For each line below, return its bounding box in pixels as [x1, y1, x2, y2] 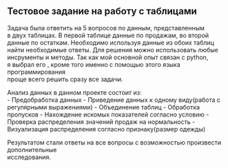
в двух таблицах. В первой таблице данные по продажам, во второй [7, 31, 209, 39]
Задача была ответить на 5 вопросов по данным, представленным [7, 23, 205, 32]
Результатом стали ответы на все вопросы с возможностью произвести [7, 138, 222, 147]
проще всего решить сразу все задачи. [7, 75, 123, 83]
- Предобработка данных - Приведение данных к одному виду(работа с [7, 96, 221, 104]
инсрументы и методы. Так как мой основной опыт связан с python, [7, 53, 209, 61]
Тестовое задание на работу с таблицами [7, 6, 198, 17]
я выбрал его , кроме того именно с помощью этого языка [7, 60, 180, 68]
